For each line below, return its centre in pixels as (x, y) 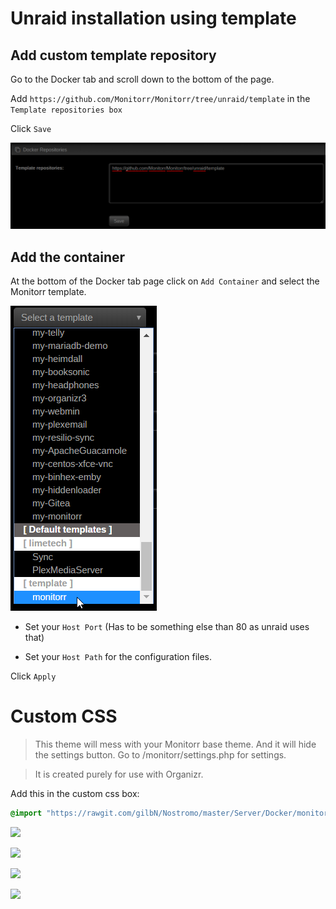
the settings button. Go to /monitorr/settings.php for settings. (160, 755)
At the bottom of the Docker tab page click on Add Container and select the (165, 281)
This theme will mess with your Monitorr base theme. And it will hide (175, 744)
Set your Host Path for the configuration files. (118, 657)
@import (26, 813)
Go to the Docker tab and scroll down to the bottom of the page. (142, 79)
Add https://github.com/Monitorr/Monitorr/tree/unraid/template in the (160, 98)
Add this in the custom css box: (75, 794)
